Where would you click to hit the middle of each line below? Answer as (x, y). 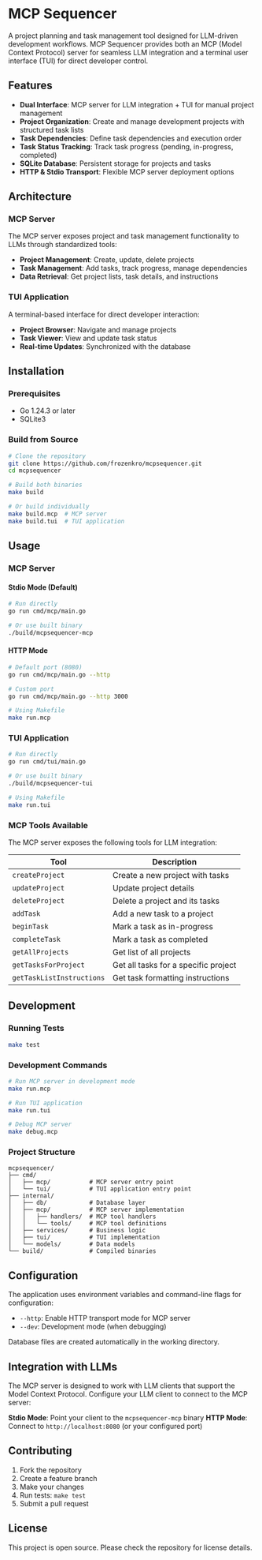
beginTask (30, 927)
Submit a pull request (54, 1503)
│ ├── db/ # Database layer (77, 1203)
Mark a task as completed (161, 939)
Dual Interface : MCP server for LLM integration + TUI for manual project (137, 104)
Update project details (154, 888)
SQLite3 (33, 419)
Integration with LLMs (63, 1367)
